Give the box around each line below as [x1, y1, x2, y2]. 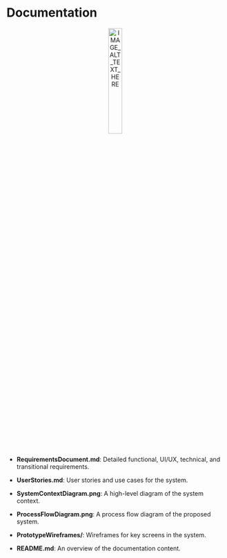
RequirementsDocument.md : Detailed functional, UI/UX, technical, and [16, 455, 221, 463]
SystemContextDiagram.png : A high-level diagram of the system [16, 489, 204, 497]
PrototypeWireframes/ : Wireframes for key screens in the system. [16, 530, 206, 539]
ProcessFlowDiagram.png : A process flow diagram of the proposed [16, 510, 211, 518]
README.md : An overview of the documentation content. [16, 544, 181, 552]
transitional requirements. [16, 462, 90, 471]
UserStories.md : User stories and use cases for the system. [16, 476, 188, 484]
